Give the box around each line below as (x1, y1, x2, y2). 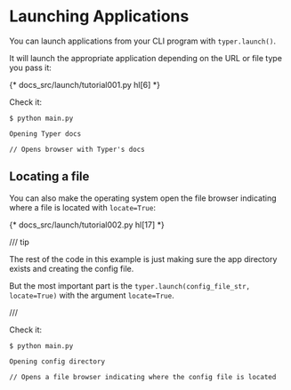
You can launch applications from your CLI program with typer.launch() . (9, 36, 276, 46)
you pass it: (9, 62, 52, 73)
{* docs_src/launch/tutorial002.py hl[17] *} (9, 219, 165, 230)
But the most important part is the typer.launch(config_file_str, (9, 280, 251, 291)
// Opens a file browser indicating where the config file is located (9, 372, 277, 381)
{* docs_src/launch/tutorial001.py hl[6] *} (9, 79, 160, 90)
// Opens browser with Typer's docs (9, 145, 145, 154)
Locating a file (9, 169, 90, 184)
